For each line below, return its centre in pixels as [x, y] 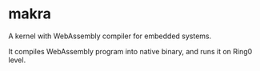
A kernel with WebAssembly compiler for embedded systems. [110, 36]
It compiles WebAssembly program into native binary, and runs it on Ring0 [130, 51]
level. [17, 60]
